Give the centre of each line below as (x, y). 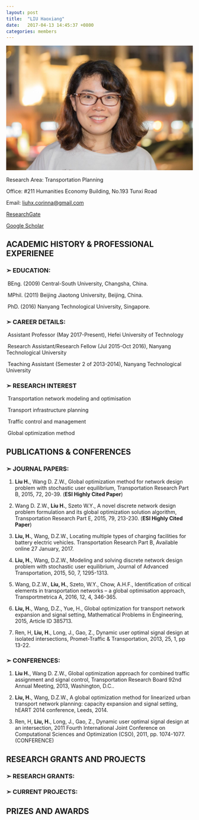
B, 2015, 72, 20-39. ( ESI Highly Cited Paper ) (69, 494)
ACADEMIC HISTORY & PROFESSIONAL (80, 244)
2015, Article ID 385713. (44, 621)
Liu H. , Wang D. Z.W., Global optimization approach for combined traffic (102, 673)
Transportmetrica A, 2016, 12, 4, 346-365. (66, 597)
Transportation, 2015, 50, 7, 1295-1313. (62, 573)
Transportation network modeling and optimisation (69, 399)
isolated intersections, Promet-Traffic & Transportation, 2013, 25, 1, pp (100, 638)
